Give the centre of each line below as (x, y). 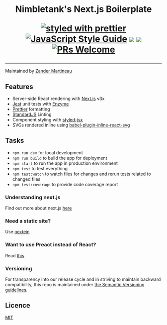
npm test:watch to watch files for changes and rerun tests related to (82, 174)
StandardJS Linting (32, 114)
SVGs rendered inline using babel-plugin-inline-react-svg (71, 125)
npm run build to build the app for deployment (60, 158)
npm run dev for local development (47, 152)
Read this (15, 255)
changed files (26, 179)
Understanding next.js (33, 197)
